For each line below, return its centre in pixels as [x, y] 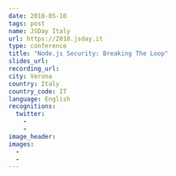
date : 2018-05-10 [38, 16]
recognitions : [32, 106]
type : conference [38, 46]
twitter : [30, 114]
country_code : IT [38, 91]
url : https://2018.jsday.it [56, 39]
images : [21, 144]
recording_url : [34, 69]
